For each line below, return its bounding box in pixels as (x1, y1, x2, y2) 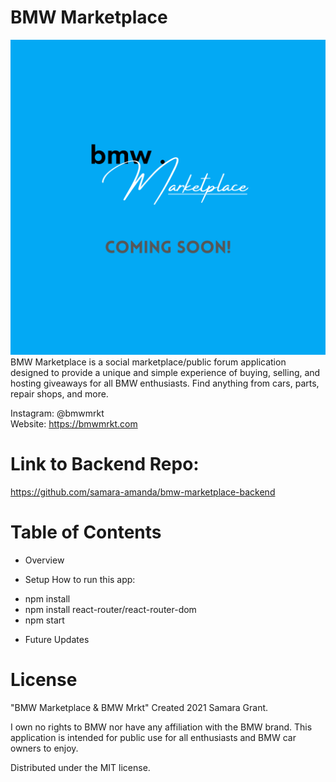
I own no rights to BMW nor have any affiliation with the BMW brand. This (10, 721, 313, 733)
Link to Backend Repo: (10, 453, 200, 476)
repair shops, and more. (10, 387, 109, 400)
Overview (24, 554, 65, 566)
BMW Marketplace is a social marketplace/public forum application (10, 356, 287, 368)
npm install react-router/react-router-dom (24, 603, 197, 615)
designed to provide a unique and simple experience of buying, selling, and (10, 366, 321, 378)
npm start (24, 614, 65, 626)
